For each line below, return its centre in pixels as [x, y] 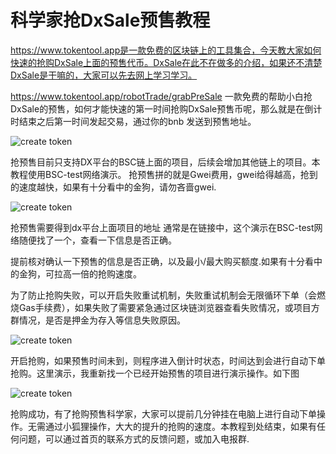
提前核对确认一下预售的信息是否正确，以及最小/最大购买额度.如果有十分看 [162, 261]
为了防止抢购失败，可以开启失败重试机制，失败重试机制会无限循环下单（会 [163, 295]
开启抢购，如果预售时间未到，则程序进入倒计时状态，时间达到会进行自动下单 [168, 360]
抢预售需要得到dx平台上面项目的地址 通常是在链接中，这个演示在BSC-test [162, 227]
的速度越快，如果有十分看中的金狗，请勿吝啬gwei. [113, 187]
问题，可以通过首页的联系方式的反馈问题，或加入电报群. [134, 438]
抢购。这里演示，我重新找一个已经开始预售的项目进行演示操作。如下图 [155, 373]
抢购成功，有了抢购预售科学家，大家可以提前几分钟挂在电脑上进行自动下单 [163, 413]
